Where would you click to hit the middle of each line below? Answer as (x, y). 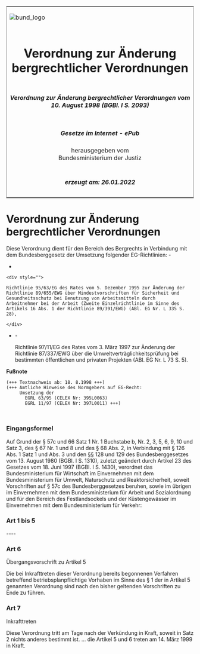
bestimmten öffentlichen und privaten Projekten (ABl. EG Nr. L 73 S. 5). (101, 360)
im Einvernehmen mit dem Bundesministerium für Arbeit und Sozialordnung (99, 492)
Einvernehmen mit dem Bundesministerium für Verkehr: (74, 505)
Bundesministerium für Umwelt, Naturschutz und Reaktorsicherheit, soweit (98, 479)
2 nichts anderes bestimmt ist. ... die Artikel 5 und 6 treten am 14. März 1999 (99, 639)
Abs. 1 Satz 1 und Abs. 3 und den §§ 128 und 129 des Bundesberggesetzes (97, 454)
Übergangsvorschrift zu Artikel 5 (46, 562)
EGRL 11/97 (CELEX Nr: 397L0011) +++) (73, 403)
